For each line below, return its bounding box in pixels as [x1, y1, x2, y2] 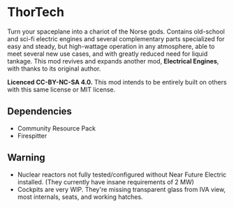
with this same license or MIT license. [7, 85, 116, 94]
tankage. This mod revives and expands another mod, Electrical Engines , [7, 57, 219, 65]
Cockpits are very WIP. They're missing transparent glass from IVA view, [17, 185, 226, 193]
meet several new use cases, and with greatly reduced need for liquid [7, 50, 208, 58]
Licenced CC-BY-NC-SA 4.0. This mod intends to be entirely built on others [7, 77, 227, 86]
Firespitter [17, 131, 47, 140]
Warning [7, 151, 45, 164]
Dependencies [7, 105, 72, 117]
